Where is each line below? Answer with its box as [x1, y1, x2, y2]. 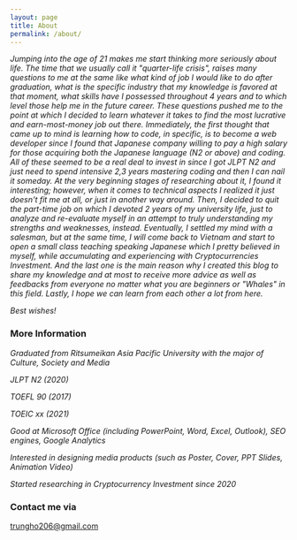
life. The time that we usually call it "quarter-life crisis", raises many [10, 63, 257, 73]
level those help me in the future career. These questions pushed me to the [10, 101, 284, 111]
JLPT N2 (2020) [10, 374, 69, 384]
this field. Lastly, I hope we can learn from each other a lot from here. [10, 288, 263, 299]
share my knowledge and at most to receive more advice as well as [10, 270, 257, 280]
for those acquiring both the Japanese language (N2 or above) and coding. [10, 148, 286, 158]
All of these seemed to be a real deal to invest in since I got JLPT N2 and [10, 156, 277, 168]
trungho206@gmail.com [10, 521, 99, 531]
